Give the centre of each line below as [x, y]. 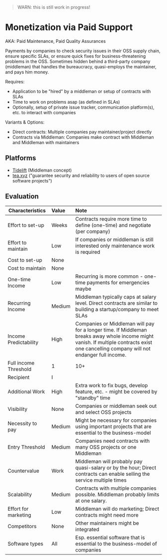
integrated [87, 529]
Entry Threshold [26, 447]
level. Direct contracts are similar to [117, 303]
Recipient [19, 377]
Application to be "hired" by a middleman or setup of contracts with [82, 91]
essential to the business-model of [116, 544]
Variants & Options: [25, 122]
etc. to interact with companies [44, 112]
